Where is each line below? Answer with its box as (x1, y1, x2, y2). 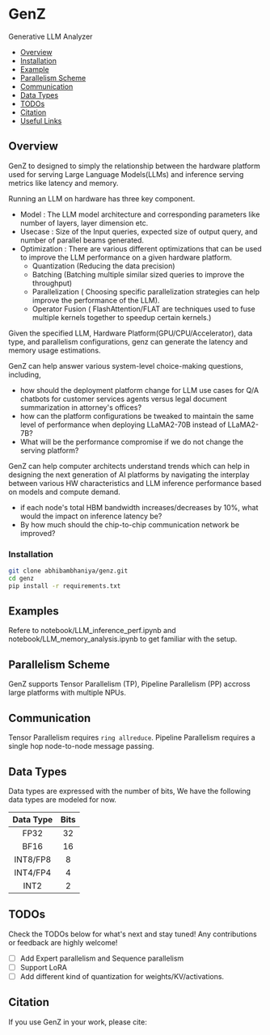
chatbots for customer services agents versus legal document (19, 394, 228, 403)
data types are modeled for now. (8, 794, 117, 805)
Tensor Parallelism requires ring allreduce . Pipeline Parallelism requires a (8, 733, 256, 742)
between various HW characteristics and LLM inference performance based (8, 478, 262, 488)
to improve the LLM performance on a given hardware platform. (19, 252, 232, 262)
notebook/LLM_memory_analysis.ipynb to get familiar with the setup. (8, 634, 238, 644)
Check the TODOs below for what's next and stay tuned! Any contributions (8, 929, 257, 939)
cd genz (8, 574, 35, 582)
